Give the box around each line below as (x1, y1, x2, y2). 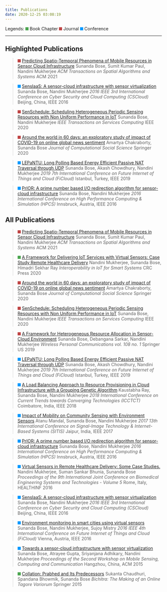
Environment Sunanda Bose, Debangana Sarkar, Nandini (30, 336, 146, 342)
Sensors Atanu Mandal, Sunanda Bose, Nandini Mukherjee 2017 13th (17, 418, 158, 424)
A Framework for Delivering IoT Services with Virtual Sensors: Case (21, 254, 160, 260)
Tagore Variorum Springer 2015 (17, 582, 82, 588)
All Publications (5, 215, 55, 224)
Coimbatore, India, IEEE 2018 (17, 403, 77, 409)
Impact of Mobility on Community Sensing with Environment (21, 412, 145, 418)
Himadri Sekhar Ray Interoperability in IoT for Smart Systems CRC (17, 265, 153, 271)
